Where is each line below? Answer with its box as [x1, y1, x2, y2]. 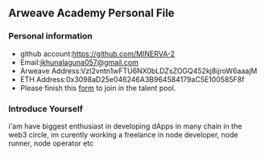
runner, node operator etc [8, 138, 94, 148]
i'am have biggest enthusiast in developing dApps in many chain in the [8, 121, 242, 131]
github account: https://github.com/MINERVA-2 [19, 48, 176, 59]
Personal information [8, 31, 93, 42]
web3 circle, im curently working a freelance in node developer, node [8, 129, 239, 139]
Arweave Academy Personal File [8, 6, 175, 20]
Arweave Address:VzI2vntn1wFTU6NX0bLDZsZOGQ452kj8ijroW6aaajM [19, 66, 258, 76]
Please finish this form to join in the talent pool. [19, 83, 176, 92]
